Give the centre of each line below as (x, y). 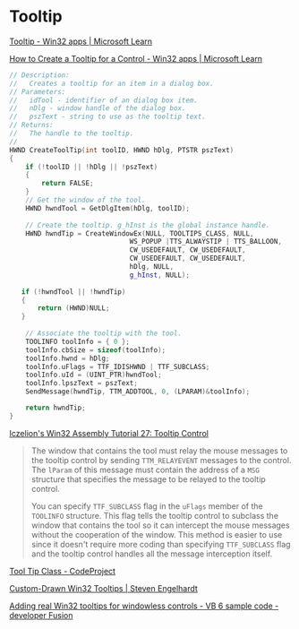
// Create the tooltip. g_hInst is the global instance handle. (148, 225)
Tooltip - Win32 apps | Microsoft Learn (81, 41)
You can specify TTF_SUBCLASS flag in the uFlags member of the (147, 506)
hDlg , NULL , (152, 267)
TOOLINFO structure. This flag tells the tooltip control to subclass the (155, 515)
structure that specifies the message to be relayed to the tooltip (148, 479)
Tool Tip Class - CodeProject (63, 571)
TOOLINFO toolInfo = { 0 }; (77, 341)
